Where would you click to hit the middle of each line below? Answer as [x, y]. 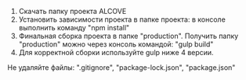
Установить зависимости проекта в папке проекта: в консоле [122, 19]
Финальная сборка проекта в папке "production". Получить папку [128, 36]
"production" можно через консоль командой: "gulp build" [116, 44]
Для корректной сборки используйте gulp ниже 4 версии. [116, 52]
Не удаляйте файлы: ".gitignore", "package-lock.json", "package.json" [121, 68]
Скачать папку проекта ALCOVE [72, 11]
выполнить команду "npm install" [74, 28]
